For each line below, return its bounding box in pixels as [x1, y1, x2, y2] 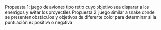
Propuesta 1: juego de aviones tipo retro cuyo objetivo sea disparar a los [5, 4, 149, 10]
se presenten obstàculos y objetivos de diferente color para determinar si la [5, 15, 157, 20]
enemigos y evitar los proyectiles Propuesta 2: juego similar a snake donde [5, 9, 155, 15]
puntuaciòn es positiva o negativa [5, 19, 73, 25]
